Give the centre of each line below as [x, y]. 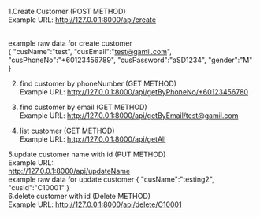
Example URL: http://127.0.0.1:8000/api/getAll [93, 139]
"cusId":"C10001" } [39, 188]
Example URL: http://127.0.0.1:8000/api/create [82, 20]
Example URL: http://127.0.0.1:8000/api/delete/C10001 [95, 204]
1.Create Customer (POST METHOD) [67, 11]
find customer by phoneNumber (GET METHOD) [98, 83]
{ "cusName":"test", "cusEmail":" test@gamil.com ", [90, 51]
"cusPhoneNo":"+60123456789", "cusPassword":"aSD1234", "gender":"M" [130, 60]
